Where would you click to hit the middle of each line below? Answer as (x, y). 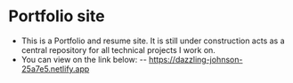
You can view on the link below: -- (84, 59)
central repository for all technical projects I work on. (118, 49)
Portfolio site (57, 16)
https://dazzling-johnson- (196, 59)
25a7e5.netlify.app (55, 69)
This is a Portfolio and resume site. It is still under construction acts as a (153, 41)
